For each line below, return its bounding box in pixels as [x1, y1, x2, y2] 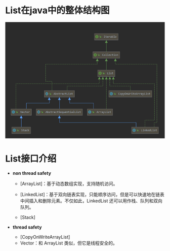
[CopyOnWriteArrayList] [20, 234, 70, 240]
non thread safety [12, 170, 52, 176]
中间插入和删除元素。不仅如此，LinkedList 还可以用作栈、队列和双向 [20, 198, 163, 204]
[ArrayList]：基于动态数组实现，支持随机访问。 [20, 180, 118, 186]
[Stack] [20, 214, 35, 220]
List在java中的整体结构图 [5, 5, 110, 16]
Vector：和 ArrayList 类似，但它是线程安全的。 [20, 240, 117, 246]
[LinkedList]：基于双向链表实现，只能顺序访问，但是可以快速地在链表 [20, 191, 164, 197]
